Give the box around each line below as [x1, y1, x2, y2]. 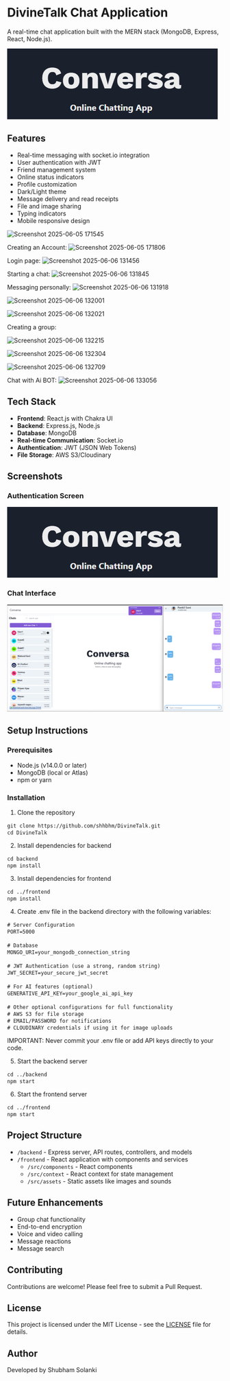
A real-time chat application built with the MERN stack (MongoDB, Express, [7, 27, 219, 36]
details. [7, 1327, 28, 1336]
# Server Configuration [7, 921, 75, 929]
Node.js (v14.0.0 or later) [16, 761, 87, 769]
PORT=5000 [7, 928, 36, 936]
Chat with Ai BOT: [7, 376, 57, 384]
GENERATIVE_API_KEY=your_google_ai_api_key [7, 990, 133, 998]
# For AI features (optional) [7, 983, 94, 991]
